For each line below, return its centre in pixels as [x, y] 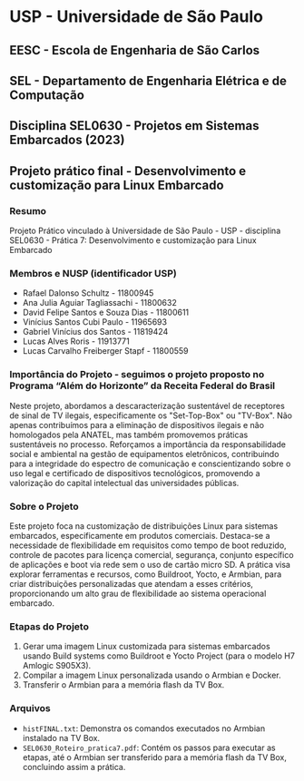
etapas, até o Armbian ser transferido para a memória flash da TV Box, [155, 757]
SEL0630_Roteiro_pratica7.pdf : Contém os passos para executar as [149, 747]
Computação [47, 95]
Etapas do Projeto [49, 626]
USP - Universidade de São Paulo [136, 17]
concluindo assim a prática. [74, 766]
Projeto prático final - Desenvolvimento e [128, 171]
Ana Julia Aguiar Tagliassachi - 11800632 [99, 303]
